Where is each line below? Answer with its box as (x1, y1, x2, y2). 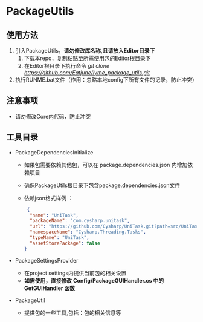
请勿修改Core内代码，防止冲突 (14, 113, 91, 120)
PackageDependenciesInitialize (14, 148, 94, 156)
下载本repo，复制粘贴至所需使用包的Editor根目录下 (24, 54, 151, 62)
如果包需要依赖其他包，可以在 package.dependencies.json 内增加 (24, 161, 188, 168)
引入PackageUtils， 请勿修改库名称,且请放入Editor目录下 (14, 47, 155, 54)
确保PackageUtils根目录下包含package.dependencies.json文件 (24, 182, 180, 189)
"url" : (29, 223, 47, 229)
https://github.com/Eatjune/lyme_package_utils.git (24, 69, 150, 76)
